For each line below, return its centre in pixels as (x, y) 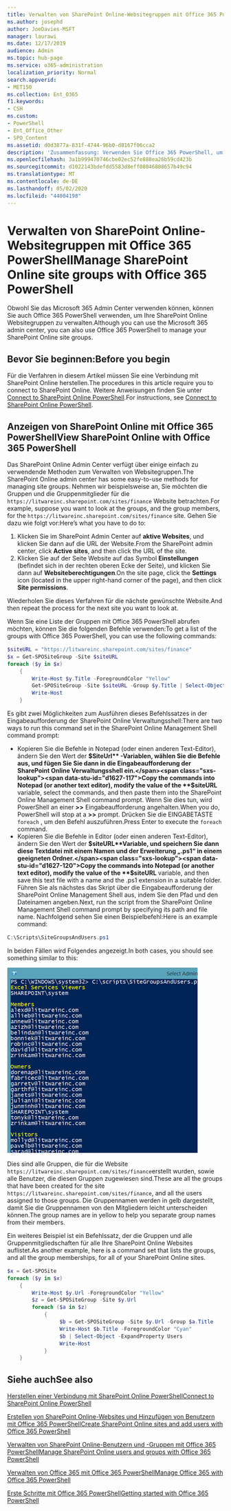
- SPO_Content (27, 138)
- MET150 (20, 87)
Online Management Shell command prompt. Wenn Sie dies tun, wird (114, 800)
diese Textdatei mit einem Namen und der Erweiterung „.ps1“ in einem (119, 851)
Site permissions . (43, 587)
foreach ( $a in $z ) (60, 1307)
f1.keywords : (26, 102)
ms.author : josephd (35, 22)
